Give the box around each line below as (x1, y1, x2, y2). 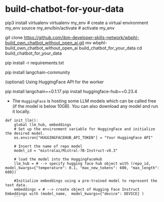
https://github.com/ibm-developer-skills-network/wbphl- (24, 34, 139, 40)
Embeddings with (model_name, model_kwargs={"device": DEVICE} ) (5, 191, 144, 196)
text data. (5, 182, 28, 188)
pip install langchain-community (5, 69, 70, 75)
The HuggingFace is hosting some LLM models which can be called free (12, 98, 157, 104)
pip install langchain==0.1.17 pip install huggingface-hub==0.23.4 (5, 88, 137, 94)
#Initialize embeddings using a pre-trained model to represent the (14, 178, 158, 183)
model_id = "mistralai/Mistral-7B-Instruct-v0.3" (14, 148, 118, 153)
